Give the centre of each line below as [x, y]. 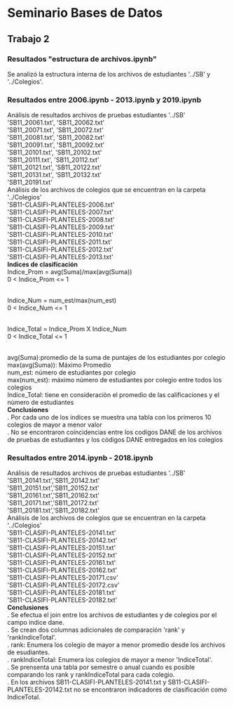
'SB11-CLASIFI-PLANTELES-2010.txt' [60, 235]
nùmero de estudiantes [41, 403]
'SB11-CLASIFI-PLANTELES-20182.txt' [62, 600]
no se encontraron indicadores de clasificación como [150, 689]
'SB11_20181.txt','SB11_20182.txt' [54, 510]
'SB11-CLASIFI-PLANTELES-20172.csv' [63, 585]
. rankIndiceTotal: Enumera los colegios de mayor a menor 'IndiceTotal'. [110, 660]
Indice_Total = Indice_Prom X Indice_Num [67, 329]
